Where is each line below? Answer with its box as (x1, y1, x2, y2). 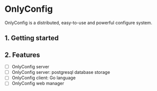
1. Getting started (4, 34, 59, 42)
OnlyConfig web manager (11, 80, 65, 87)
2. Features (4, 51, 40, 59)
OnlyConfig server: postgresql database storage (11, 69, 111, 75)
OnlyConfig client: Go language (11, 75, 76, 81)
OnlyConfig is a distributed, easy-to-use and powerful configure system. (4, 20, 153, 26)
